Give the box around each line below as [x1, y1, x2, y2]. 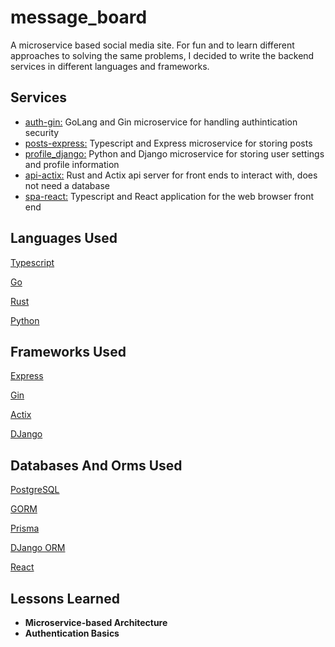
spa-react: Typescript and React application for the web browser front [24, 190, 315, 202]
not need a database [24, 179, 110, 191]
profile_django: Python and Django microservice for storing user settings [24, 147, 325, 160]
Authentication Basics [24, 627, 120, 639]
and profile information [24, 158, 120, 170]
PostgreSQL [10, 484, 60, 496]
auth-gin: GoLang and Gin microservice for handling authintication [24, 116, 298, 128]
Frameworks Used [10, 343, 127, 360]
